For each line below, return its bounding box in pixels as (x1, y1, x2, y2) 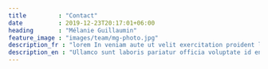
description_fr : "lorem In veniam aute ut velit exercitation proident (8, 41, 255, 49)
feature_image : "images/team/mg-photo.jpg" (8, 33, 159, 42)
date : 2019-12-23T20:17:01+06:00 (8, 19, 156, 27)
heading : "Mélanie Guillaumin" (8, 26, 137, 34)
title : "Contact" (8, 11, 98, 20)
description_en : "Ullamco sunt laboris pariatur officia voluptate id (8, 48, 251, 56)
